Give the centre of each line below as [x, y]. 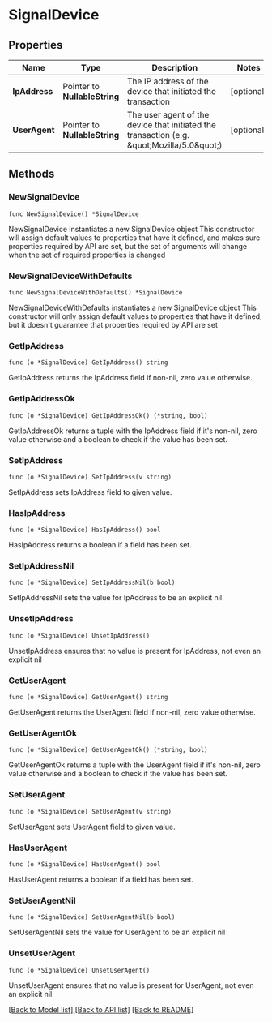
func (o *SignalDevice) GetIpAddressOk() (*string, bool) [108, 415]
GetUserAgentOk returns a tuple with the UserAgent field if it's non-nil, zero [134, 765]
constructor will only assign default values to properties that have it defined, [135, 316]
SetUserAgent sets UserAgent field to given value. [92, 827]
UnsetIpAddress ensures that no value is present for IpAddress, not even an [135, 651]
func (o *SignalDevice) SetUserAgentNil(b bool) [92, 917]
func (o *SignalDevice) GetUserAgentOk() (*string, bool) [108, 750]
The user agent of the [168, 115]
